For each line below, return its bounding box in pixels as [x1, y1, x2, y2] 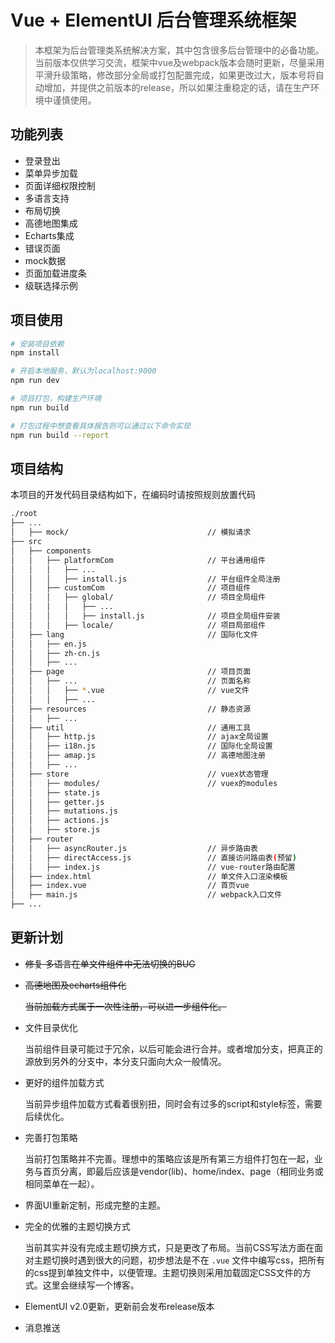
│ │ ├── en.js [10, 639, 87, 649]
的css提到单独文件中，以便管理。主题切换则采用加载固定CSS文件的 [24, 1266, 303, 1278]
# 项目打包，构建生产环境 [10, 394, 102, 404]
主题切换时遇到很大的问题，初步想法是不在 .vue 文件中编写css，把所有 [33, 1254, 326, 1266]
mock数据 [24, 254, 67, 266]
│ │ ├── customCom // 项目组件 [10, 583, 252, 593]
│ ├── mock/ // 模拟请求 [10, 527, 252, 538]
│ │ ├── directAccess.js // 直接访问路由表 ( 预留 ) [10, 852, 297, 863]
